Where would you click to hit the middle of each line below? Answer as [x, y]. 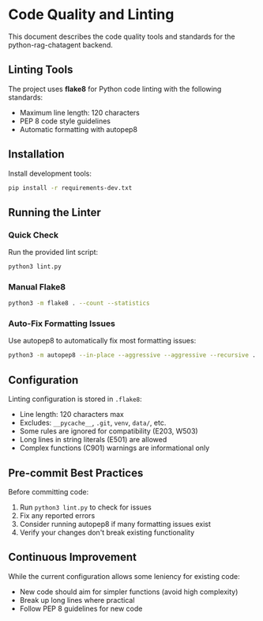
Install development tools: [50, 173]
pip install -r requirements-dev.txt [70, 187]
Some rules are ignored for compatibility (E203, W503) [109, 431]
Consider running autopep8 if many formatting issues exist [115, 524]
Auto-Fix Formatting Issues [62, 324]
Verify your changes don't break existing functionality [107, 532]
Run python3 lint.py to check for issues [85, 507]
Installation [36, 155]
